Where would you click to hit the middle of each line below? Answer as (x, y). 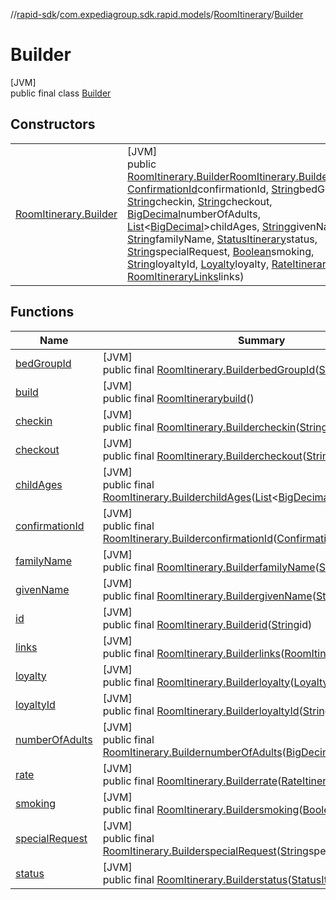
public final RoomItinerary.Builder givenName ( (209, 596)
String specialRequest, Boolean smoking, (221, 251)
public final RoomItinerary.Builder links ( (193, 653)
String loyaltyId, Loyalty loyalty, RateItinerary (229, 264)
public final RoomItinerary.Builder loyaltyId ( (202, 711)
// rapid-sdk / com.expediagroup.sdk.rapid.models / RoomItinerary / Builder (157, 14)
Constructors (53, 124)
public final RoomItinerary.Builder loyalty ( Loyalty (215, 682)
